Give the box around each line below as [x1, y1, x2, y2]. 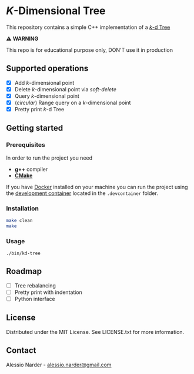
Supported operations [6, 64, 89, 74]
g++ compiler [14, 166, 48, 173]
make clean [6, 218, 33, 224]
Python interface [14, 296, 55, 303]
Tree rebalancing [14, 282, 56, 289]
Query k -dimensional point [14, 92, 79, 100]
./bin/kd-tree [6, 250, 41, 257]
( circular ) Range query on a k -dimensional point [14, 99, 131, 106]
